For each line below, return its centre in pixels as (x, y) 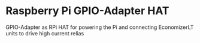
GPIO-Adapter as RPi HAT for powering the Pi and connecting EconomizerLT (100, 27)
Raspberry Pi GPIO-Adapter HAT (87, 11)
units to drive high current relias (45, 33)
